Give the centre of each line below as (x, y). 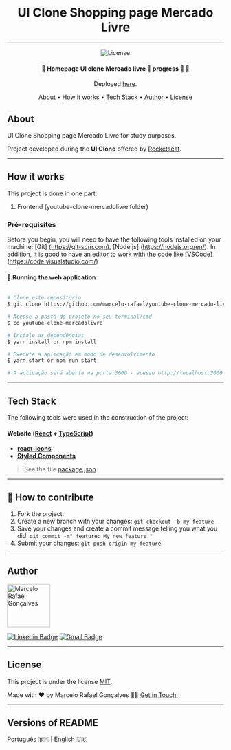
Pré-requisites (32, 224)
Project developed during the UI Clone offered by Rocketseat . (95, 149)
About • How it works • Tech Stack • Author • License (115, 97)
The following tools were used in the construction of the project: (98, 417)
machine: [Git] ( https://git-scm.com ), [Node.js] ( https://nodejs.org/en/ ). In (111, 247)
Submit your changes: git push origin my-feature (89, 543)
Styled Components (46, 456)
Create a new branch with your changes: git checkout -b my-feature (115, 521)
